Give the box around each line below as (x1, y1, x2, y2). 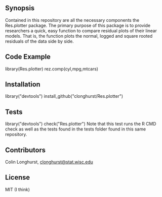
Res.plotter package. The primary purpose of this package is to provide (5, 22, 151, 28)
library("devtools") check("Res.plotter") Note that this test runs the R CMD (5, 121, 157, 127)
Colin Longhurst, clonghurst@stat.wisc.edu (5, 159, 93, 165)
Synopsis (5, 4, 35, 12)
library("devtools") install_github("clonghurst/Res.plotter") (5, 93, 123, 99)
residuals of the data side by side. (5, 38, 74, 44)
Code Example (5, 53, 51, 61)
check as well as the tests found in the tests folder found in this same (5, 126, 146, 132)
